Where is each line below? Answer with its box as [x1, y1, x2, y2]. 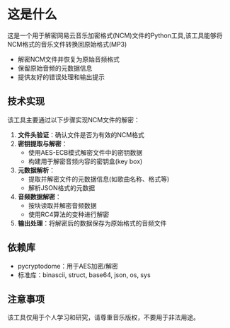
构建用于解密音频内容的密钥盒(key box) [28, 157, 143, 165]
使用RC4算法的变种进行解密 [28, 210, 110, 218]
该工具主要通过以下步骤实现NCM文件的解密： [7, 115, 140, 124]
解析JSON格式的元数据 [28, 183, 96, 192]
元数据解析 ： [17, 165, 55, 174]
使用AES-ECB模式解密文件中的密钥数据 [28, 148, 143, 156]
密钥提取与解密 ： [17, 139, 68, 148]
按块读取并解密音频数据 [28, 201, 97, 209]
